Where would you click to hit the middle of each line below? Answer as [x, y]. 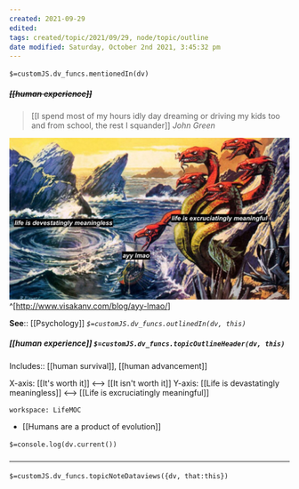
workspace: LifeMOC [45, 410]
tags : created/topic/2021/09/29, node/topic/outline [109, 37]
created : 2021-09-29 [48, 19]
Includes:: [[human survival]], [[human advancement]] [108, 365]
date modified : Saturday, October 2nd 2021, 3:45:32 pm [115, 47]
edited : [24, 28]
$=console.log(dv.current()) [63, 445]
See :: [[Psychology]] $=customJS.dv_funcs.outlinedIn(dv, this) [128, 323]
